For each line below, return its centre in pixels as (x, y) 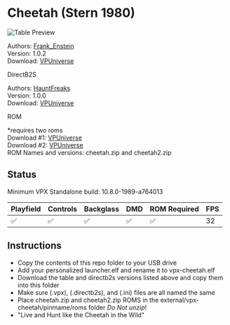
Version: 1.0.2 (27, 53)
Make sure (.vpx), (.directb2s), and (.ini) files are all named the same (116, 292)
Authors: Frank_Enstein (41, 46)
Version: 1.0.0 (27, 95)
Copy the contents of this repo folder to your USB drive (97, 263)
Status (22, 174)
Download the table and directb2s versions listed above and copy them (120, 277)
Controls (63, 208)
